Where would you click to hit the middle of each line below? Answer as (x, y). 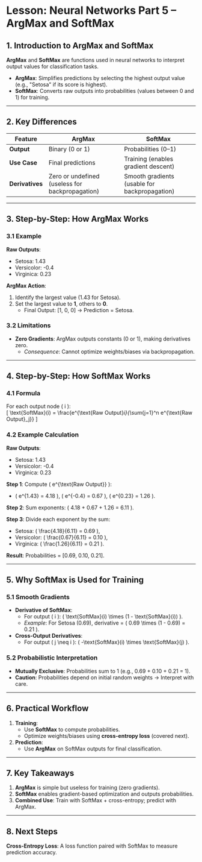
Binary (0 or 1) (69, 149)
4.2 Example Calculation (43, 435)
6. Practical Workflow (47, 709)
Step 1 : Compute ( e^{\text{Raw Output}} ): (59, 484)
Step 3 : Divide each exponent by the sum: (58, 519)
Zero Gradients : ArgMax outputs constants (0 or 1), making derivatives (103, 339)
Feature (26, 139)
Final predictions (72, 162)
